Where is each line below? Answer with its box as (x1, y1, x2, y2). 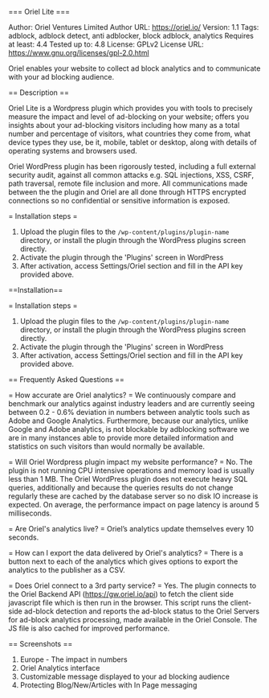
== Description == (8, 88, 70, 97)
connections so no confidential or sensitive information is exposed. (8, 196, 230, 205)
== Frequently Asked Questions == (8, 375, 124, 384)
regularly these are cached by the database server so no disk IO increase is (8, 491, 259, 501)
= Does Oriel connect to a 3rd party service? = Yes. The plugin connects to (8, 581, 257, 590)
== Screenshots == (8, 639, 73, 648)
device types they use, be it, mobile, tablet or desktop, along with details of (8, 138, 257, 147)
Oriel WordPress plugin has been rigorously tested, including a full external (8, 162, 256, 171)
